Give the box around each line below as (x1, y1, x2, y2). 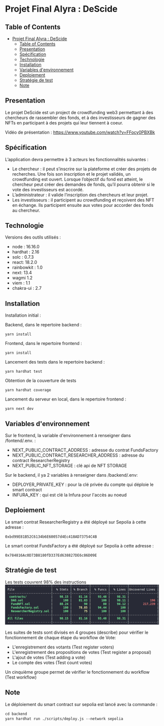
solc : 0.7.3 (12, 254, 34, 260)
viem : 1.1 (12, 280, 30, 286)
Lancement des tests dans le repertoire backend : (5, 359, 105, 365)
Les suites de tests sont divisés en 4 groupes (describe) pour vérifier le (5, 629, 149, 635)
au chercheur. (12, 207, 41, 213)
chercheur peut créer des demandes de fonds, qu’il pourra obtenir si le (12, 181, 155, 187)
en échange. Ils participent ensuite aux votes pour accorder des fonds (12, 202, 154, 208)
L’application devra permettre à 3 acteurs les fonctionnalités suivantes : (5, 156, 149, 162)
